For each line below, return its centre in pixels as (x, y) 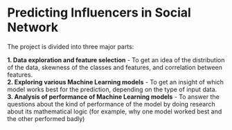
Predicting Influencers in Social (99, 13)
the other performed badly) (46, 118)
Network (33, 27)
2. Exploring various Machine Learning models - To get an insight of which (115, 82)
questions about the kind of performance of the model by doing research (111, 104)
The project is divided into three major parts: (71, 46)
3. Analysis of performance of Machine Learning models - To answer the (113, 96)
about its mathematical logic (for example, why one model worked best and (115, 111)
